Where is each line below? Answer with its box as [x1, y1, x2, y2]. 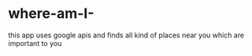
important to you [8, 38, 62, 47]
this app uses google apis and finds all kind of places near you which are [8, 30, 245, 40]
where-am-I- [8, 5, 94, 23]
